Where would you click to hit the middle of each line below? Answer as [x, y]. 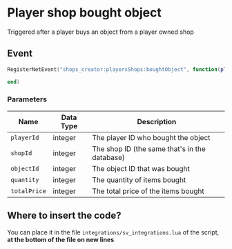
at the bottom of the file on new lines [61, 239]
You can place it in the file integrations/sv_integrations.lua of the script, [113, 232]
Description [157, 121]
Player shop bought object [85, 13]
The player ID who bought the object [151, 137]
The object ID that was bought [141, 168]
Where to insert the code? [64, 216]
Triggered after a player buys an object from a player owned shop [101, 32]
